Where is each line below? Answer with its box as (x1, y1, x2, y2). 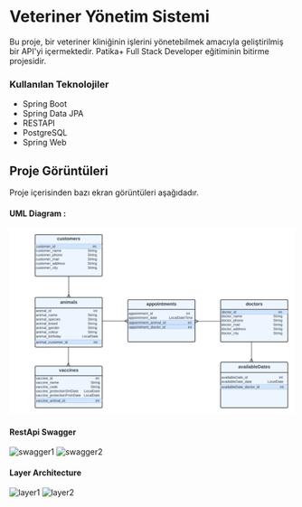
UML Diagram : (9, 208, 66, 219)
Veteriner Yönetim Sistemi (9, 6, 210, 27)
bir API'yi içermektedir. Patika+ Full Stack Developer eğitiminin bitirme (9, 45, 269, 56)
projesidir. (9, 55, 47, 66)
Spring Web (22, 137, 67, 148)
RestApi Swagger (9, 427, 77, 437)
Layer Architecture (9, 467, 82, 478)
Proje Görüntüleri (9, 163, 109, 178)
